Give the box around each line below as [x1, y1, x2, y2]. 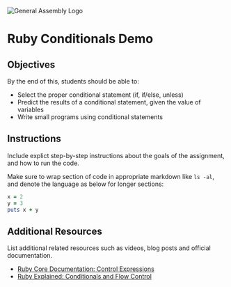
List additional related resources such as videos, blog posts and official [7, 244, 211, 252]
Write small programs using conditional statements [17, 113, 164, 121]
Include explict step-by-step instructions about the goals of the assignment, [7, 151, 225, 160]
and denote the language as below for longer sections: [7, 180, 164, 188]
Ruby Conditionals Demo [7, 31, 154, 47]
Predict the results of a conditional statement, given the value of [17, 98, 202, 106]
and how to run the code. [7, 159, 80, 167]
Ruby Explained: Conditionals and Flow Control [17, 272, 152, 281]
